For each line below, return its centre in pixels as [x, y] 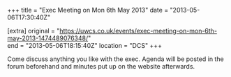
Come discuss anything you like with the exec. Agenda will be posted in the [116, 59]
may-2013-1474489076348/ [48, 38]
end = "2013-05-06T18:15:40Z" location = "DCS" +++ [85, 45]
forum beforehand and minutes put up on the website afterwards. [101, 66]
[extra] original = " [33, 31]
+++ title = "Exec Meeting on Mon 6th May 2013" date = [88, 10]
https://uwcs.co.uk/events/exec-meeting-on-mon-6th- [138, 31]
